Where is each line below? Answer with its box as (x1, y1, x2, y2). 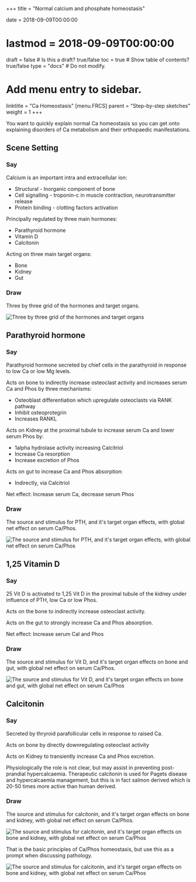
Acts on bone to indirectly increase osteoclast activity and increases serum (6, 379, 187, 386)
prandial (6, 770, 26, 777)
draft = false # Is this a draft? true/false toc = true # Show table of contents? (6, 56, 190, 63)
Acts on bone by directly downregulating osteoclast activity (6, 741, 149, 748)
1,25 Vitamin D (6, 559, 60, 569)
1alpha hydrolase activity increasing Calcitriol (14, 444, 124, 451)
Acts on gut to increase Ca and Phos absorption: (6, 468, 123, 475)
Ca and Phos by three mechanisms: (6, 385, 92, 392)
